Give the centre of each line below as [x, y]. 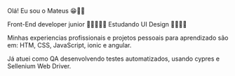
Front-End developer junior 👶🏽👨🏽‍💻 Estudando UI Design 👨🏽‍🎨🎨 [97, 24]
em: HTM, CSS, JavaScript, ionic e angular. [69, 45]
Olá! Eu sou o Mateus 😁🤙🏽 [46, 11]
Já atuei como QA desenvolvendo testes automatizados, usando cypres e [114, 59]
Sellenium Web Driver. [39, 66]
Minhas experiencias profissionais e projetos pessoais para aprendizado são [118, 38]
